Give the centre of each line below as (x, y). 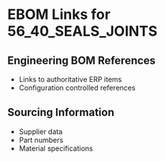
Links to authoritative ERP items (70, 79)
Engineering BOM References (81, 60)
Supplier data (41, 131)
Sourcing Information (61, 112)
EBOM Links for (59, 15)
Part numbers (41, 140)
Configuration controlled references (77, 88)
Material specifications (56, 148)
